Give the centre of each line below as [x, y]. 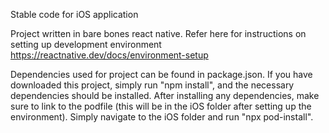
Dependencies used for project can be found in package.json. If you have [161, 74]
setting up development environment [86, 44]
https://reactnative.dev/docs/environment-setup [109, 55]
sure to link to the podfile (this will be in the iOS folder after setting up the [161, 106]
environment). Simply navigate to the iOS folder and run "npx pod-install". [162, 117]
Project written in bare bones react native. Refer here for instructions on [158, 33]
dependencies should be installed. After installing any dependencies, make [165, 95]
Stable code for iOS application [74, 14]
